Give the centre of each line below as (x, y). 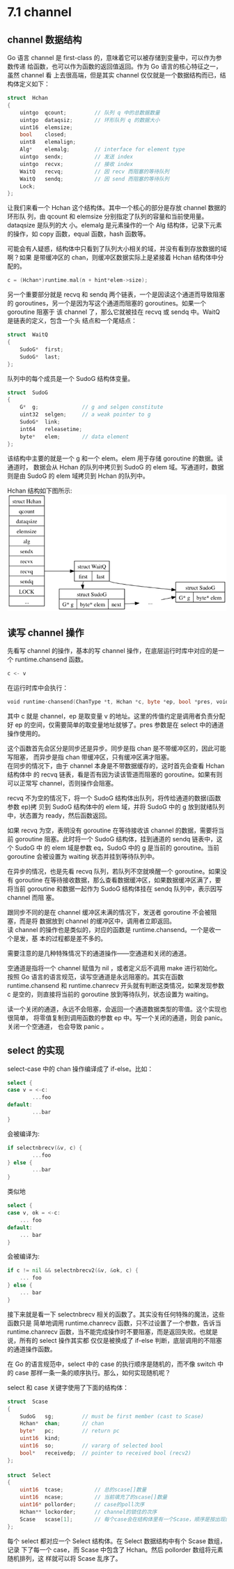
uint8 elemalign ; (48, 142)
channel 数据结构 (45, 39)
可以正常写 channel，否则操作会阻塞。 (62, 783)
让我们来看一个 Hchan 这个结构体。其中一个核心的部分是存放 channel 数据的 (117, 208)
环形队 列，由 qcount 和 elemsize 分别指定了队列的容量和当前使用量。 (108, 216)
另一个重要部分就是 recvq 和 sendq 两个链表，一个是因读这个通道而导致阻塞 (116, 294)
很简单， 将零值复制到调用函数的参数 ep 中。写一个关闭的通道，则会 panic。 (117, 1018)
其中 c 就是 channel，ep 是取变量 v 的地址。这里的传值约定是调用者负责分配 (116, 716)
